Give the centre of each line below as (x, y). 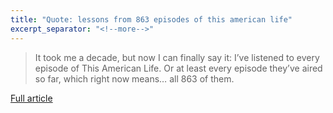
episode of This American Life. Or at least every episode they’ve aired (178, 68)
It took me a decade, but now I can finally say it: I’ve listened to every (177, 57)
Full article (31, 98)
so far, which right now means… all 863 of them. (134, 78)
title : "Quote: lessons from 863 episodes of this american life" (151, 19)
